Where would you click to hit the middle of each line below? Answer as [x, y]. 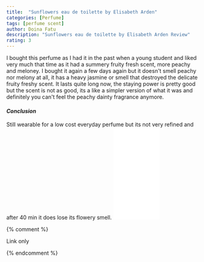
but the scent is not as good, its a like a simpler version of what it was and [100, 90]
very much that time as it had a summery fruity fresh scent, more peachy [99, 64]
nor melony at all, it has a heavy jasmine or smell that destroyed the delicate [102, 77]
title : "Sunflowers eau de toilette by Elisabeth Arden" [82, 12]
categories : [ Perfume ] [35, 18]
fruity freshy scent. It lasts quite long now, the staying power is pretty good [101, 84]
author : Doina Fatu [31, 29]
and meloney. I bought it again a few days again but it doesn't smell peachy [101, 71]
